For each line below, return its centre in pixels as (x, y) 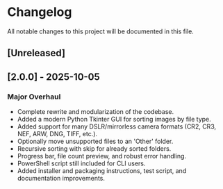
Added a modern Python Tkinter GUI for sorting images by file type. (114, 120)
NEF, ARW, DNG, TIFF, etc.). (57, 134)
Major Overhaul (34, 97)
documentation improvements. (61, 179)
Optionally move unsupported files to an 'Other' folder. (95, 141)
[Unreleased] (36, 53)
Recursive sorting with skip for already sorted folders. (94, 149)
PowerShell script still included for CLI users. (81, 163)
